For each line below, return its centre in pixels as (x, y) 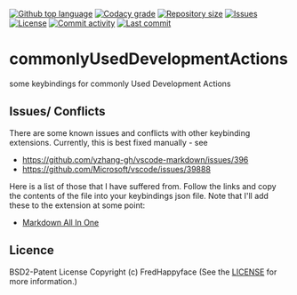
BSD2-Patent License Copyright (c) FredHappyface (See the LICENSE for (143, 272)
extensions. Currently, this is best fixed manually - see (108, 142)
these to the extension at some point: (77, 205)
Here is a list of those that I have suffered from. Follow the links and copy (143, 186)
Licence (32, 250)
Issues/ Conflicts (57, 112)
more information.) (44, 281)
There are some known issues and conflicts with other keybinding (130, 132)
